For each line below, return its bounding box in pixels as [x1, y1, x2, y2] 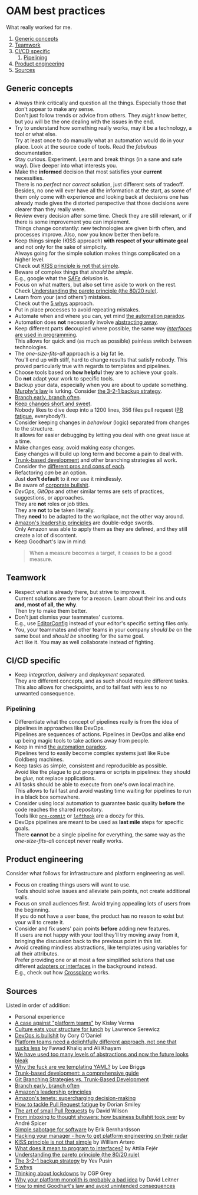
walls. [14, 894, 29, 901]
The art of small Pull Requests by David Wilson [14, 1107, 128, 1114]
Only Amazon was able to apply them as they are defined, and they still [14, 525, 187, 532]
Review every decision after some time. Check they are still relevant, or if [14, 212, 192, 219]
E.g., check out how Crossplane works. [14, 969, 110, 976]
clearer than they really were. [14, 205, 86, 213]
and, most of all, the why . [14, 600, 78, 608]
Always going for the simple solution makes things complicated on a [14, 249, 180, 257]
